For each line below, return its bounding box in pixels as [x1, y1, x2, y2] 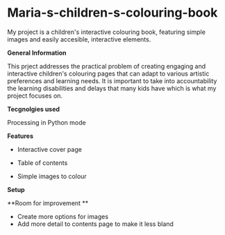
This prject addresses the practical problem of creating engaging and [7, 62, 206, 70]
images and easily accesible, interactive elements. [7, 35, 151, 43]
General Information [7, 49, 67, 57]
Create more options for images [17, 212, 109, 220]
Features [7, 132, 33, 140]
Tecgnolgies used [7, 105, 60, 113]
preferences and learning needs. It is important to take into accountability [7, 76, 217, 85]
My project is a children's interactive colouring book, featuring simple [7, 28, 206, 36]
